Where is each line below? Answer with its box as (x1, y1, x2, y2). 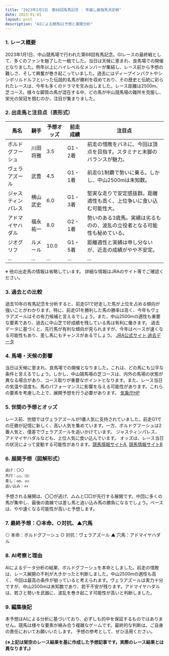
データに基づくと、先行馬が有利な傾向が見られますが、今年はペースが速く (5, 326, 159, 332)
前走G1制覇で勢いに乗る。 (87, 169, 150, 176)
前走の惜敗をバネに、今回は (87, 140, 153, 147)
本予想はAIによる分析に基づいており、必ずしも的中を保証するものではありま (5, 616, 163, 622)
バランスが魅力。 (87, 155, 128, 162)
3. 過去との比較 (5, 288, 43, 295)
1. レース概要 (5, 39, 36, 46)
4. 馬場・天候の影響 (5, 353, 53, 360)
